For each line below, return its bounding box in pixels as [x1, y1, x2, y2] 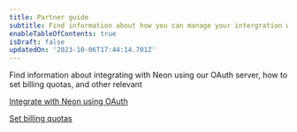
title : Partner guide [9, 12, 89, 22]
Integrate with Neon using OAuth [9, 96, 128, 106]
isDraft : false [9, 37, 65, 47]
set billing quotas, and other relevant [9, 79, 143, 90]
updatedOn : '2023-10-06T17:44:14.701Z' [9, 46, 156, 55]
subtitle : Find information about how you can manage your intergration [9, 21, 283, 30]
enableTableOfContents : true [9, 29, 117, 38]
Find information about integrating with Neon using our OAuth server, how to [9, 70, 288, 80]
